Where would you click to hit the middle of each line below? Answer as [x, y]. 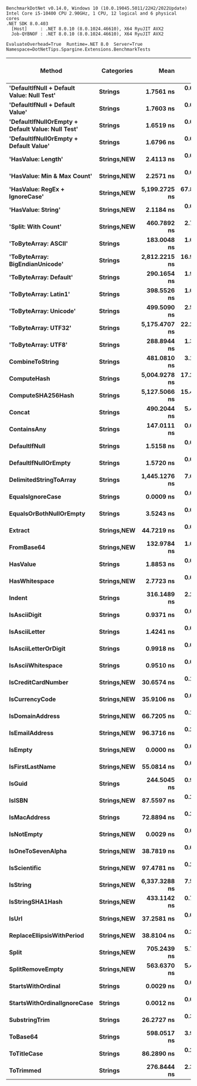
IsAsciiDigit [26, 615]
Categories [118, 71]
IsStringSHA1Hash [36, 902]
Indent [18, 598]
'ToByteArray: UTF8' [38, 345]
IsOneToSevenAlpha [38, 851]
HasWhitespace [32, 581]
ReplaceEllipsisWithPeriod [47, 935]
